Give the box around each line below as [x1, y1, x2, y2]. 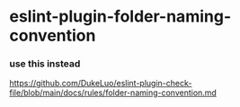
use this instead [9, 58, 81, 70]
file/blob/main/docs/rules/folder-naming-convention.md [9, 87, 218, 98]
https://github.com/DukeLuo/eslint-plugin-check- [9, 78, 192, 89]
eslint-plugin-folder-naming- [9, 6, 232, 27]
